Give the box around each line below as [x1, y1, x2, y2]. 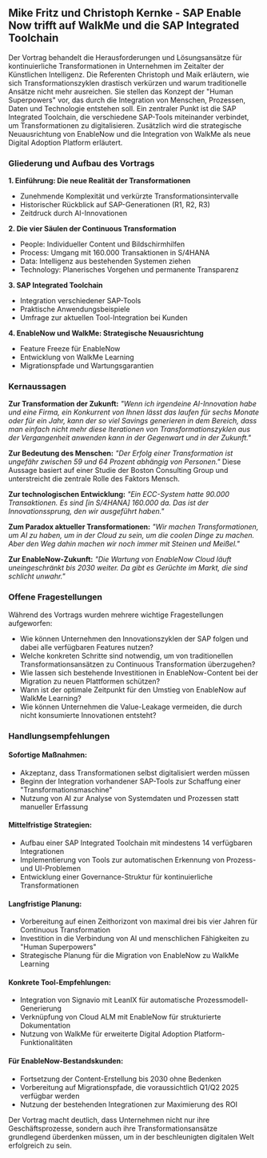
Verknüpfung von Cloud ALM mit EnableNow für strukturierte [19, 1012, 221, 1022]
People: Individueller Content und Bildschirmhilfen [19, 239, 185, 249]
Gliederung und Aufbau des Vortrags [8, 158, 155, 169]
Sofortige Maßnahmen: [8, 750, 88, 759]
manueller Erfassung [19, 802, 89, 811]
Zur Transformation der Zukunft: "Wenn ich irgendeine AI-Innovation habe [8, 399, 257, 409]
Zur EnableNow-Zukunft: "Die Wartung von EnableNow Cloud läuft [8, 555, 232, 564]
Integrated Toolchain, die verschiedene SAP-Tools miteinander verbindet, [8, 112, 249, 122]
